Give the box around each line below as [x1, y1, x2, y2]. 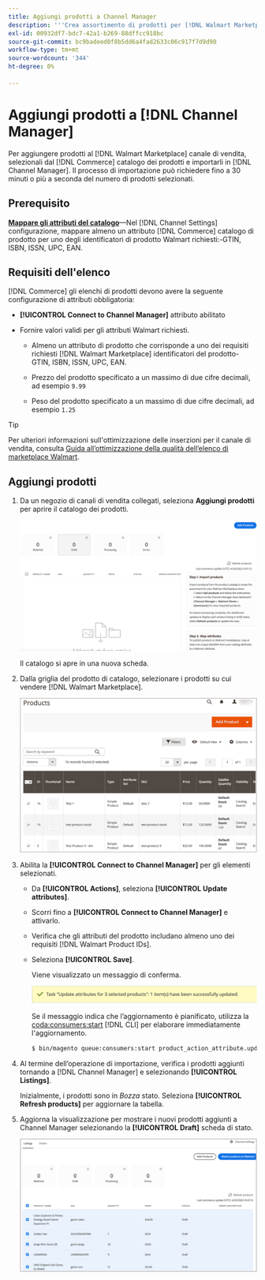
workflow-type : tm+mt [8, 46, 80, 54]
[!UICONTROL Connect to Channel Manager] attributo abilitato [19, 310, 226, 319]
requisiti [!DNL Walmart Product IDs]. [31, 939, 151, 949]
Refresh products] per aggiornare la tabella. [19, 1099, 164, 1108]
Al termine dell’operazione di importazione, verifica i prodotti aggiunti [19, 1058, 244, 1068]
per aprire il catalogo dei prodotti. [19, 505, 129, 514]
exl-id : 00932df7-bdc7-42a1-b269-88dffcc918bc [8, 29, 164, 37]
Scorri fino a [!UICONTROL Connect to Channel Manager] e [31, 907, 229, 916]
